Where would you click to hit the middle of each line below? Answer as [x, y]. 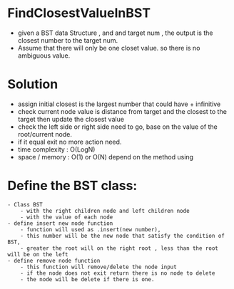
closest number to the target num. [68, 40]
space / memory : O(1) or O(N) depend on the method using [106, 157]
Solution [33, 84]
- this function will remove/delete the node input [98, 267]
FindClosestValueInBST [79, 13]
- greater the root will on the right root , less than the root [119, 248]
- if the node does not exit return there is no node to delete [118, 273]
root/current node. [45, 134]
